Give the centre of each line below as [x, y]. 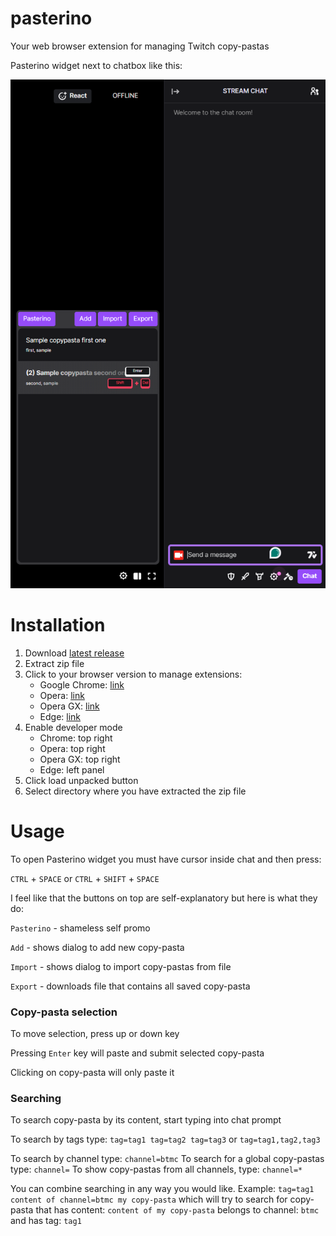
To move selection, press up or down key [95, 1034]
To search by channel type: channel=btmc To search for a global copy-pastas [167, 1159]
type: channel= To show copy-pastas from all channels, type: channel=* [156, 1169]
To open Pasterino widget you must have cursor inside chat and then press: [166, 859]
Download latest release [74, 653]
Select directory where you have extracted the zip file [135, 791]
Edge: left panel [72, 769]
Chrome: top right [76, 738]
